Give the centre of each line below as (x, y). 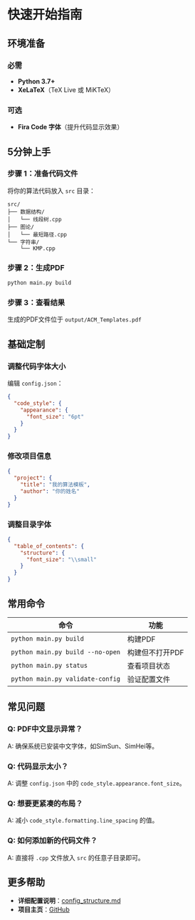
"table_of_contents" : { (49, 546)
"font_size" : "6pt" (55, 416)
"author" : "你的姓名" (50, 491)
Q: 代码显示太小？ (38, 766)
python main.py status (49, 665)
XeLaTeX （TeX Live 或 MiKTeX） (66, 89)
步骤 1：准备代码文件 (43, 174)
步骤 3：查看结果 (36, 302)
